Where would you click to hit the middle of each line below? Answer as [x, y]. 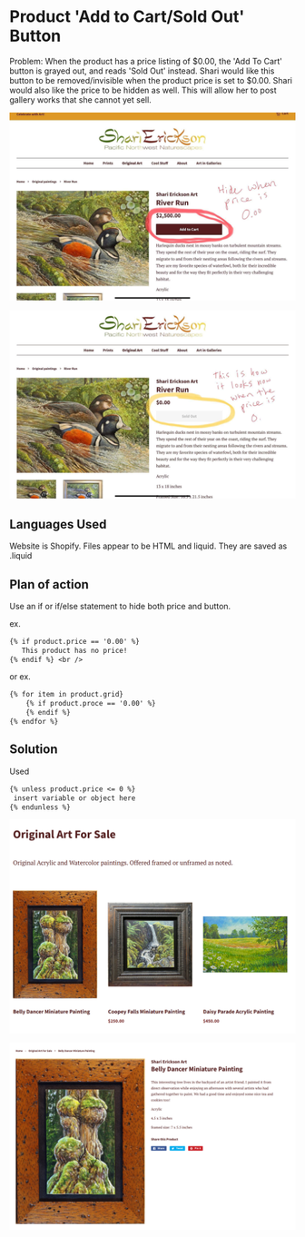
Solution [34, 750]
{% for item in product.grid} [67, 695]
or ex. [20, 677]
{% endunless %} [40, 807]
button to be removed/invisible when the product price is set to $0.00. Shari [151, 80]
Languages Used [58, 524]
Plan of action [49, 584]
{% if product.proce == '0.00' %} [91, 704]
